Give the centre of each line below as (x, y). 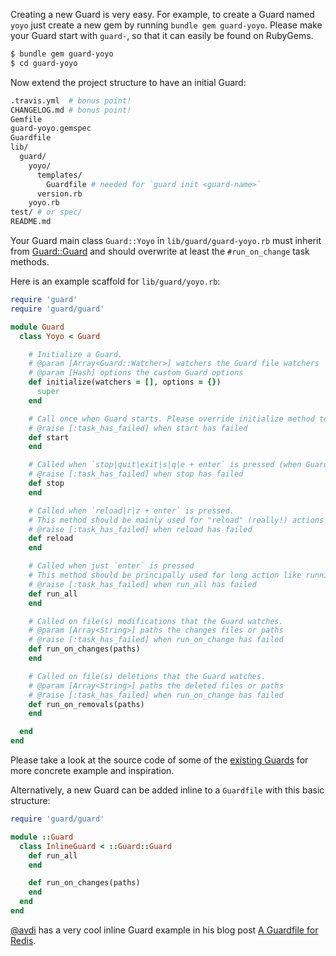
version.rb (59, 194)
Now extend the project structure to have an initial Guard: (128, 82)
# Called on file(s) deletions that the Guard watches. (147, 676)
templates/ (59, 175)
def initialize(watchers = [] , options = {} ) (125, 382)
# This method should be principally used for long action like (165, 575)
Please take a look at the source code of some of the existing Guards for (159, 760)
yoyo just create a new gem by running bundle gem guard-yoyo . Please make (166, 25)
